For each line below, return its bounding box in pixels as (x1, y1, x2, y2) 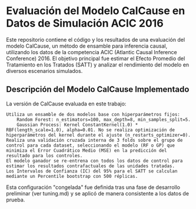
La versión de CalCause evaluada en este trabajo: (6, 100, 127, 107)
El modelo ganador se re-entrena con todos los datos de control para (6, 158, 183, 164)
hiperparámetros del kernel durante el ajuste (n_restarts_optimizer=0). (6, 132, 191, 138)
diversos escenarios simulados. (6, 67, 83, 74)
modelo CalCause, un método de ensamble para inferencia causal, (6, 42, 168, 49)
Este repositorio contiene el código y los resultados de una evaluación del (6, 36, 185, 43)
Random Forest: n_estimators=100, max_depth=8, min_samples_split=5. (16, 117, 191, 122)
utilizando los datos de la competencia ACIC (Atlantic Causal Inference (6, 48, 178, 55)
